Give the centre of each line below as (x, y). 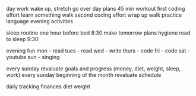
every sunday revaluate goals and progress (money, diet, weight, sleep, (94, 69)
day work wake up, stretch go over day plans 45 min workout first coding (96, 9)
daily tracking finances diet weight (48, 86)
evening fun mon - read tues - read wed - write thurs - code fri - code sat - (98, 51)
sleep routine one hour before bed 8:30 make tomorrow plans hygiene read (98, 33)
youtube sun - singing (33, 57)
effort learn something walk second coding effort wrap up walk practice (94, 15)
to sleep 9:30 (22, 39)
